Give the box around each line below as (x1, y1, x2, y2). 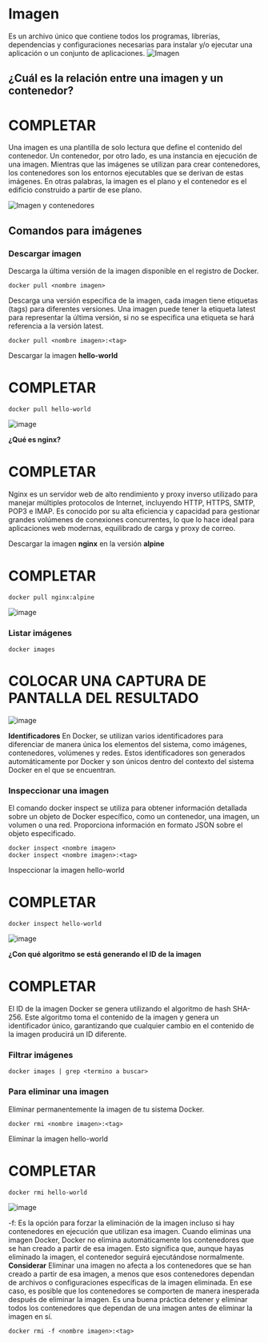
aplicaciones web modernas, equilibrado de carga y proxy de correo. (8, 523, 236, 533)
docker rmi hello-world (8, 1188, 88, 1196)
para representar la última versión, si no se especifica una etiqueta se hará (8, 312, 254, 322)
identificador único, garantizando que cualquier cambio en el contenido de (8, 1021, 254, 1031)
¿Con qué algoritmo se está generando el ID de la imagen (8, 950, 202, 959)
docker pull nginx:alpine (8, 593, 94, 601)
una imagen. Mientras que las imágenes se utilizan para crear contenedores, (8, 159, 261, 169)
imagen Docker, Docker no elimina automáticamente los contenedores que (8, 1235, 254, 1244)
